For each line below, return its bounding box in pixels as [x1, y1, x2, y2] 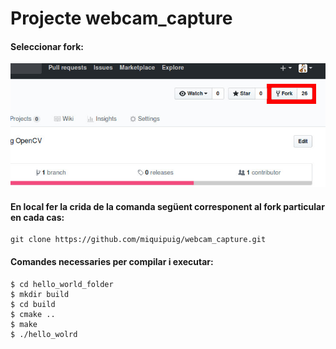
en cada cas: [10, 211, 65, 223]
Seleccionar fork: [10, 40, 84, 52]
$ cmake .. [10, 309, 56, 319]
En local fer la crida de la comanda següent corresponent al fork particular [10, 200, 325, 212]
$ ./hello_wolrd [10, 329, 78, 339]
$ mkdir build [10, 289, 70, 299]
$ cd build [10, 299, 56, 309]
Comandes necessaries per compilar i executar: [10, 255, 214, 267]
